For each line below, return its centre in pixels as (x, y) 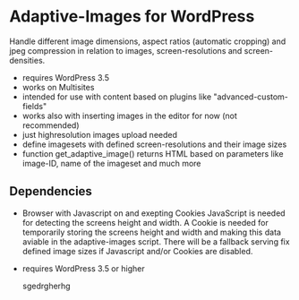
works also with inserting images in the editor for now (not (129, 116)
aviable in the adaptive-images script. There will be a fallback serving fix (156, 241)
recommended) (51, 125)
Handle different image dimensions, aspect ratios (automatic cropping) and (148, 41)
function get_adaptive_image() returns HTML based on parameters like (153, 153)
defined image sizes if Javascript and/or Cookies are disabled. (137, 251)
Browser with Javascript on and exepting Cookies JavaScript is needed (154, 213)
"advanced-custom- (251, 97)
